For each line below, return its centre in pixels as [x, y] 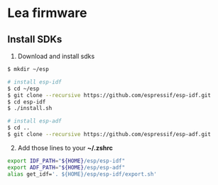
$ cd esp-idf [27, 102]
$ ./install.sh [30, 108]
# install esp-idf [34, 82]
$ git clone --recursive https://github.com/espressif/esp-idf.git [109, 95]
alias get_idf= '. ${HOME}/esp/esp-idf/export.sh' [82, 174]
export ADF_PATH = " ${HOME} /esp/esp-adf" [66, 167]
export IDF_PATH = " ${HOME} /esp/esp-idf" [66, 161]
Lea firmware [47, 13]
